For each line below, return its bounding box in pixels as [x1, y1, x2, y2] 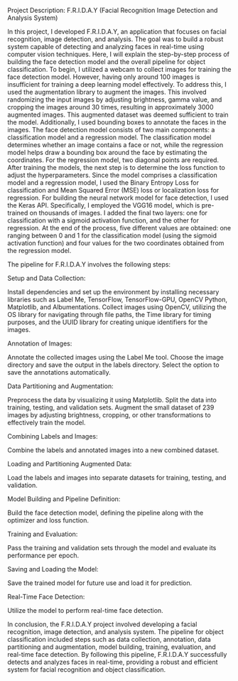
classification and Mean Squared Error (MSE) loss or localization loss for [7, 186, 220, 194]
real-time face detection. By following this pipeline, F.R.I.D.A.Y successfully [7, 650, 227, 658]
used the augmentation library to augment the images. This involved [7, 88, 207, 96]
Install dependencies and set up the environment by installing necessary [7, 288, 220, 296]
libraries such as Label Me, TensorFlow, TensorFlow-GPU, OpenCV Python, [7, 295, 228, 304]
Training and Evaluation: [7, 530, 78, 538]
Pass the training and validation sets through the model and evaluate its [7, 544, 217, 552]
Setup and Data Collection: [7, 274, 86, 282]
